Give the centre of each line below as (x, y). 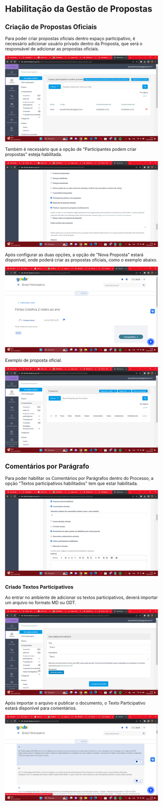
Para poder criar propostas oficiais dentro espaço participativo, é (70, 38)
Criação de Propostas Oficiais (51, 27)
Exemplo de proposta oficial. (33, 360)
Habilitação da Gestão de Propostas (79, 9)
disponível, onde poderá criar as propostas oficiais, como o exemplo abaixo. (81, 260)
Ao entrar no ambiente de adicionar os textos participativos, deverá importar (81, 597)
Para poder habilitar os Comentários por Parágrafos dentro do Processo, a (79, 478)
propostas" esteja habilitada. (33, 154)
